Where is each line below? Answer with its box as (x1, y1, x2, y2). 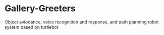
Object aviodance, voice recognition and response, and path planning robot (4, 19, 159, 25)
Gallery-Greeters (4, 3, 76, 14)
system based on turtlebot (4, 24, 58, 30)
